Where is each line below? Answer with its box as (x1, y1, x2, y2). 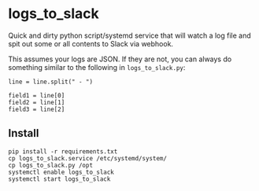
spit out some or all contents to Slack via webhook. (8, 39, 174, 48)
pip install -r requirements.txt (8, 147, 118, 156)
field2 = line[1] (8, 98, 65, 106)
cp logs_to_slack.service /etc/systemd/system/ (8, 154, 168, 162)
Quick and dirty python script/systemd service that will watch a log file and (8, 31, 252, 40)
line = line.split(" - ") (8, 78, 93, 86)
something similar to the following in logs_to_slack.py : (8, 62, 186, 72)
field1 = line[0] (8, 91, 65, 99)
